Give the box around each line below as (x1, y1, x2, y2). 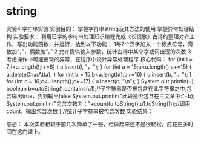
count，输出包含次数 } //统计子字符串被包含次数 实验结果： (6, 108, 153, 115)
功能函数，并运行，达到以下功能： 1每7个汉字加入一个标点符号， (27, 40, 188, 47)
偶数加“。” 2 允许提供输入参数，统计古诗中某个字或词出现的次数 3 (29, 47, 191, 55)
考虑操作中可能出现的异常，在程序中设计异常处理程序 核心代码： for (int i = (6, 55, 193, 63)
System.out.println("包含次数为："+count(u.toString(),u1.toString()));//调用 (6, 100, 191, 107)
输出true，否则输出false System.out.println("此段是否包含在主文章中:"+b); (11, 92, 195, 100)
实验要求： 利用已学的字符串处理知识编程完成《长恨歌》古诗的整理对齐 (13, 32, 189, 40)
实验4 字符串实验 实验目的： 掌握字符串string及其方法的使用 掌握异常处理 (6, 25, 189, 32)
